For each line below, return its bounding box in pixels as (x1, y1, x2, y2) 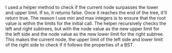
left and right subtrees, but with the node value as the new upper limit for (5, 26, 160, 32)
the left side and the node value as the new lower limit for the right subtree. (5, 31, 164, 37)
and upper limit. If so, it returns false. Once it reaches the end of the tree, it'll (5, 10, 167, 16)
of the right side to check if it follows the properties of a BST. (5, 42, 135, 47)
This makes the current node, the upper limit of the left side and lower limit (5, 36, 163, 42)
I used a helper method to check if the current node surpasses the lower (5, 5, 159, 10)
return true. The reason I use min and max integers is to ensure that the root (5, 15, 166, 21)
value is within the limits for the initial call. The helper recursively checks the (5, 20, 167, 26)
